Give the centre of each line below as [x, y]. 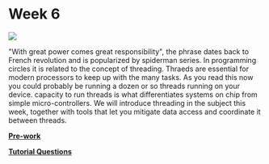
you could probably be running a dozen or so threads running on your [124, 86]
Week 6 [34, 14]
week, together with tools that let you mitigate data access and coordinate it [134, 111]
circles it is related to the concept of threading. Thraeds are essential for [128, 69]
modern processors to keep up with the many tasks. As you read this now [131, 77]
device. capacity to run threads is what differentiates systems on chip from [133, 95]
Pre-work [25, 136]
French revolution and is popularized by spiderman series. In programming [132, 60]
